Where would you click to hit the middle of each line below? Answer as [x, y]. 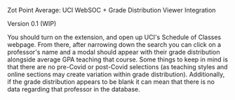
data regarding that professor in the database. [74, 89]
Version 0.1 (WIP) [32, 23]
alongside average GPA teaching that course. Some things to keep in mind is [117, 59]
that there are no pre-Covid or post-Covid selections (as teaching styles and [117, 67]
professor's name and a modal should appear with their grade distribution [114, 52]
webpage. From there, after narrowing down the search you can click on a [114, 44]
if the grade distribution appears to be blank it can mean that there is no [111, 82]
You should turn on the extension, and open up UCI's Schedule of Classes [114, 37]
